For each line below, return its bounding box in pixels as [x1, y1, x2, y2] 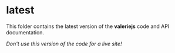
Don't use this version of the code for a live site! [6, 40, 122, 47]
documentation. [6, 29, 45, 36]
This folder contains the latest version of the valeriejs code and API [6, 23, 170, 30]
